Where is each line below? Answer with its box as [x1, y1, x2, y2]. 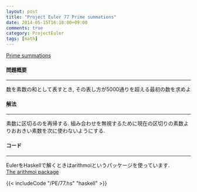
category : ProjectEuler [6, 31, 64, 36]
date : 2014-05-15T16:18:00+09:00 [6, 19, 88, 25]
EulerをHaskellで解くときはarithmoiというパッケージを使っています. [6, 161, 170, 169]
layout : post [6, 8, 38, 15]
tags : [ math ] [6, 36, 38, 42]
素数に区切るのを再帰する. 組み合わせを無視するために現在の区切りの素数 [6, 120, 184, 127]
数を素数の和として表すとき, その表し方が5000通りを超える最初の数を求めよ [6, 86, 191, 93]
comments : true [6, 25, 43, 31]
